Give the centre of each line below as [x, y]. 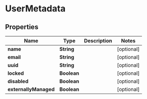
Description [98, 41]
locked [16, 73]
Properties [22, 27]
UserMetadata [35, 9]
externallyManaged [31, 89]
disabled [18, 81]
